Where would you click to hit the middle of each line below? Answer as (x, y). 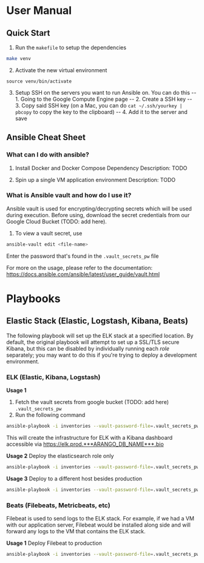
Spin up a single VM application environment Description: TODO (95, 180)
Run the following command (50, 415)
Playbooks (33, 298)
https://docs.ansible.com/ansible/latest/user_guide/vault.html (83, 274)
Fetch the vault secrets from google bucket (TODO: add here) (92, 402)
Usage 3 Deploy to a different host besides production (74, 478)
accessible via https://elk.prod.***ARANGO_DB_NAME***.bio (85, 444)
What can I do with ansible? (48, 155)
